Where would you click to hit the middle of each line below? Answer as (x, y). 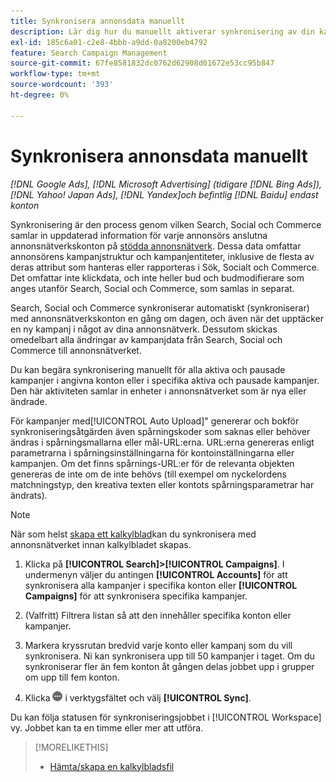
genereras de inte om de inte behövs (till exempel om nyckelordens (148, 474)
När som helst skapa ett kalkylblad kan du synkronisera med (133, 534)
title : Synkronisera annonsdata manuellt (98, 21)
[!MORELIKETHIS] (71, 747)
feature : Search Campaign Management (89, 53)
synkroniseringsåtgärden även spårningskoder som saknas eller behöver (160, 431)
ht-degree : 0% (40, 95)
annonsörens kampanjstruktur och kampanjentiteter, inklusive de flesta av (162, 256)
